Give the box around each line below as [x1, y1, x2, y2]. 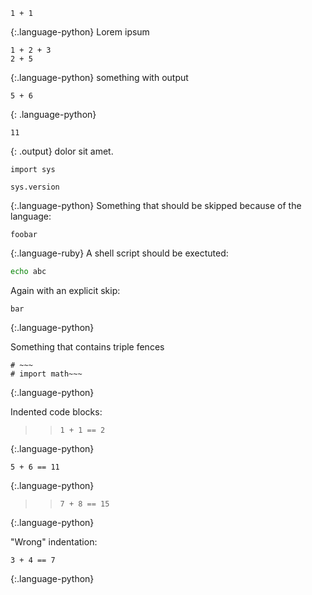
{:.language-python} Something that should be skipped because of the [10, 200, 302, 211]
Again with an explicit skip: [10, 284, 121, 296]
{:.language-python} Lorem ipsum [10, 26, 150, 38]
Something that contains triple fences [10, 340, 165, 353]
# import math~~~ [10, 369, 83, 379]
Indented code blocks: [10, 405, 103, 418]
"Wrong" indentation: [10, 535, 98, 548]
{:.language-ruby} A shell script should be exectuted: [10, 247, 229, 259]
